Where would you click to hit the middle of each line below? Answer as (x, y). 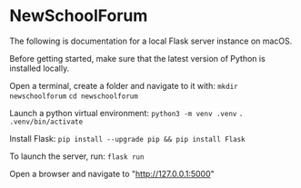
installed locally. (40, 68)
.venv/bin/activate (46, 122)
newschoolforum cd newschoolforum (74, 96)
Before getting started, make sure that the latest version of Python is (137, 58)
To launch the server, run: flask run (77, 156)
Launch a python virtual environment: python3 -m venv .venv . (126, 113)
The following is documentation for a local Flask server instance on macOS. (151, 41)
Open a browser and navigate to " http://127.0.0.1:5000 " (112, 173)
